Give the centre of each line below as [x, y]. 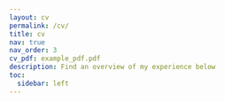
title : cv [27, 34]
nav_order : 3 [33, 51]
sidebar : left [43, 83]
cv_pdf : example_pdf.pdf [55, 59]
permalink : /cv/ [39, 26]
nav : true [27, 42]
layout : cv [29, 17]
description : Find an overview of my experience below [112, 67]
